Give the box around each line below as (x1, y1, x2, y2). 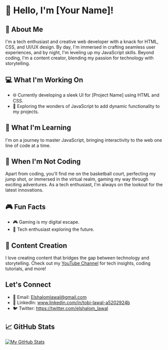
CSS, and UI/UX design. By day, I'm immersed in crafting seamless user (5, 44, 156, 50)
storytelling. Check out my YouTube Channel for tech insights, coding (5, 260, 151, 267)
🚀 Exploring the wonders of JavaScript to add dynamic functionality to (12, 103, 160, 109)
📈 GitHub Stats (5, 322, 55, 332)
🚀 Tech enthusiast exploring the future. (12, 226, 95, 232)
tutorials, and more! (5, 266, 46, 272)
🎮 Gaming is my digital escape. (12, 219, 80, 225)
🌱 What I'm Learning (5, 123, 71, 132)
